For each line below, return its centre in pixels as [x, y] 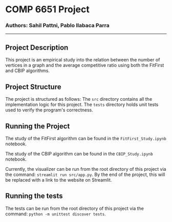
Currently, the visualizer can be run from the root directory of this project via [86, 169]
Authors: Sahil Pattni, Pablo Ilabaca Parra [57, 26]
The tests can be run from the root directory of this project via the [75, 208]
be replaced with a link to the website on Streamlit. [59, 180]
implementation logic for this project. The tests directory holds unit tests [82, 105]
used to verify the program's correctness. [49, 110]
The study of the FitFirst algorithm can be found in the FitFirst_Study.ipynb [86, 138]
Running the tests [34, 196]
